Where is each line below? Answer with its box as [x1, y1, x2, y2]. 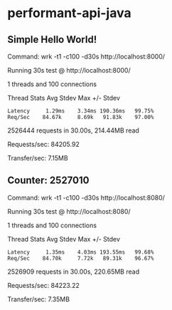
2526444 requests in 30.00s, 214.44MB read [7, 126, 140, 135]
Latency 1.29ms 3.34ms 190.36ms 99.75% [7, 108, 154, 115]
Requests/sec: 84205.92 [7, 140, 80, 148]
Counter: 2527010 [7, 175, 90, 187]
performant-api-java [7, 5, 131, 21]
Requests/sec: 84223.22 [7, 281, 80, 289]
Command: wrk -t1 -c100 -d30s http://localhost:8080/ [7, 193, 166, 202]
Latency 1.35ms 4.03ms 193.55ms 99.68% [7, 248, 154, 256]
